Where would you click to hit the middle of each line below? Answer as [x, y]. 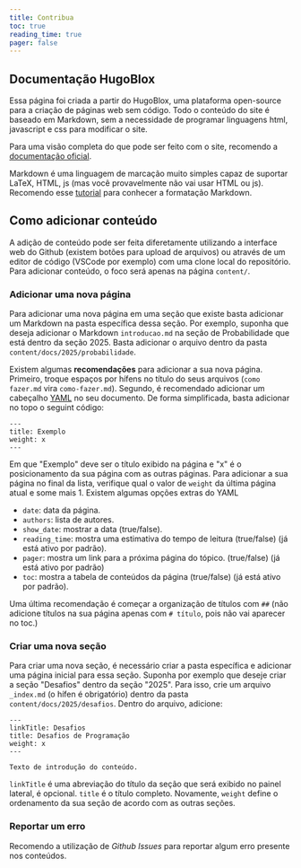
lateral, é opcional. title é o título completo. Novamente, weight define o [144, 793]
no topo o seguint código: [57, 408]
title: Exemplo [38, 432]
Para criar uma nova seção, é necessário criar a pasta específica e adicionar [150, 666]
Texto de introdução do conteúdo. [74, 767]
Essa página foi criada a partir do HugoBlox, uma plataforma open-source [146, 101]
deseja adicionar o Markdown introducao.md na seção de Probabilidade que [149, 333]
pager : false [34, 43]
